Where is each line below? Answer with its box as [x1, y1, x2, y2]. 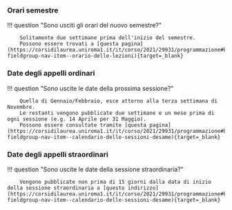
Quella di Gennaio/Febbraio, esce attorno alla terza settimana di [19, 97, 217, 105]
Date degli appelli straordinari [7, 149, 108, 159]
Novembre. [7, 103, 36, 110]
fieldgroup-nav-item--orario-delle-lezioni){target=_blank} [7, 52, 184, 60]
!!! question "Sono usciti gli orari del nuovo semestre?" [7, 21, 162, 30]
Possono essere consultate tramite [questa [19, 121, 147, 129]
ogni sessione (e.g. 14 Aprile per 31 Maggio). [7, 116, 147, 123]
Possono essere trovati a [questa [19, 41, 119, 48]
